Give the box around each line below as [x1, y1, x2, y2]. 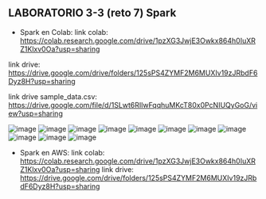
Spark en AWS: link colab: [19, 147, 105, 157]
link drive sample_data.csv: [8, 91, 98, 101]
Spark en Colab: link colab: [19, 27, 109, 36]
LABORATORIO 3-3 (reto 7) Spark [8, 6, 177, 20]
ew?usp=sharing [8, 109, 64, 118]
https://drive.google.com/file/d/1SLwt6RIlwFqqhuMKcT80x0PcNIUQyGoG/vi [8, 100, 258, 109]
